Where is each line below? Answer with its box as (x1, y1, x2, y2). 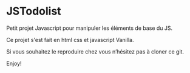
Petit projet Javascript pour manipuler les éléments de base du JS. (6, 24, 173, 32)
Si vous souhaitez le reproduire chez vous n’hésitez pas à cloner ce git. (6, 47, 184, 55)
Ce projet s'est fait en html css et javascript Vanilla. (6, 36, 134, 43)
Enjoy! (6, 60, 22, 67)
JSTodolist (6, 4, 62, 18)
